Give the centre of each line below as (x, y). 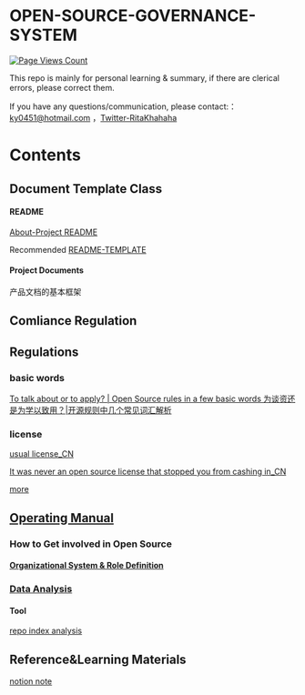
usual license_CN (42, 454)
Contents (46, 155)
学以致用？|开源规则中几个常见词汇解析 (98, 410)
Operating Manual (61, 518)
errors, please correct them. (62, 87)
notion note (31, 681)
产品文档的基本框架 (46, 291)
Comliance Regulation (73, 321)
